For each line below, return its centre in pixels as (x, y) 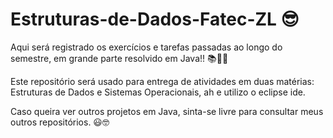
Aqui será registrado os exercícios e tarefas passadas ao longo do (146, 47)
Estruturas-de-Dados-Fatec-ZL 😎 (155, 19)
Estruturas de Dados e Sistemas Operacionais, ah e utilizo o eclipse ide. (158, 92)
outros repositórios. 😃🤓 (60, 122)
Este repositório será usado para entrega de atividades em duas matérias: (162, 81)
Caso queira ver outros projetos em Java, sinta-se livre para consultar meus (167, 111)
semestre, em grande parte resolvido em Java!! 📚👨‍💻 (119, 58)
